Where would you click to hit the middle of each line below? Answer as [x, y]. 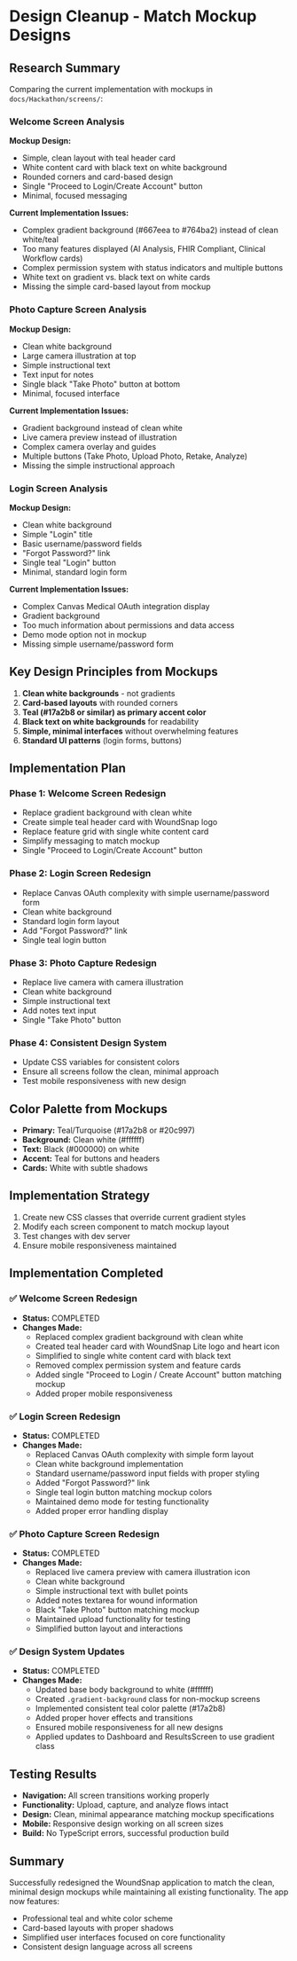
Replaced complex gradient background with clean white [139, 1337]
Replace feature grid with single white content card [115, 832]
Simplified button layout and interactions [109, 1628]
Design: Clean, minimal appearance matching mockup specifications [148, 1815]
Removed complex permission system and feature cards [138, 1365]
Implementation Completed [86, 1273]
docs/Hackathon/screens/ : [56, 98]
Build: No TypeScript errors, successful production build [125, 1833]
